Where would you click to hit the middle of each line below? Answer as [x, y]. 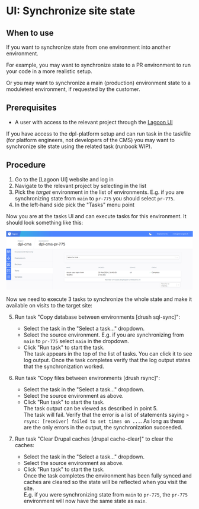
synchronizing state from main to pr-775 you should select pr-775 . [95, 198]
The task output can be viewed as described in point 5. [91, 408]
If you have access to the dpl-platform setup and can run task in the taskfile [99, 133]
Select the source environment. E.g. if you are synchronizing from [104, 335]
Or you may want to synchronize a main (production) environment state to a [98, 83]
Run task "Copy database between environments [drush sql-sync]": [97, 317]
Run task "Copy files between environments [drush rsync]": [87, 378]
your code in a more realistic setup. [49, 71]
